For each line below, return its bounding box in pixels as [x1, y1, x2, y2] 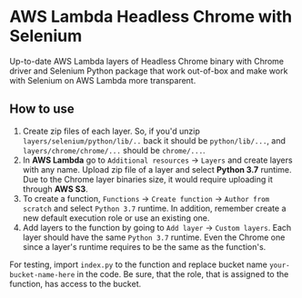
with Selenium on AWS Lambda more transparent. [9, 74, 196, 85]
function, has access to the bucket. [9, 278, 142, 289]
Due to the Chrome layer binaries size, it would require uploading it [22, 174, 273, 184]
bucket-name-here [9, 270, 75, 279]
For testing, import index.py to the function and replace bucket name [9, 259, 268, 270]
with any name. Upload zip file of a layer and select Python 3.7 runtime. [22, 164, 292, 174]
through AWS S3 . [22, 184, 88, 194]
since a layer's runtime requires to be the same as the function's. [22, 241, 267, 252]
